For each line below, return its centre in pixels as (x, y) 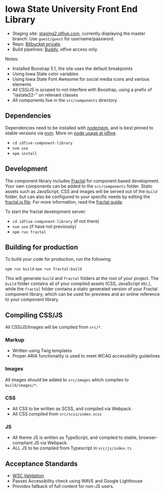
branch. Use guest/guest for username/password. (63, 39)
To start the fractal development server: (46, 211)
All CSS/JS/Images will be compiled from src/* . (54, 327)
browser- (148, 437)
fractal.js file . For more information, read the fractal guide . (64, 202)
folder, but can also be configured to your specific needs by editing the (78, 197)
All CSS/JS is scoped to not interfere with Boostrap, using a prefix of (82, 89)
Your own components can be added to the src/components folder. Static (79, 186)
